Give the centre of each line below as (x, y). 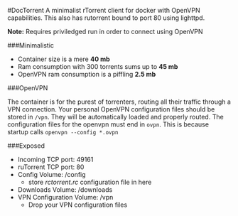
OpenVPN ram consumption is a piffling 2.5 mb (87, 74)
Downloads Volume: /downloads (65, 190)
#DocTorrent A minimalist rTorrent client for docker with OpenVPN (104, 10)
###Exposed (26, 146)
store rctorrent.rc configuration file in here (90, 182)
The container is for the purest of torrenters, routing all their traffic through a (119, 102)
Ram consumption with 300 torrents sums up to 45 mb (98, 66)
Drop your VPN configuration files (78, 205)
